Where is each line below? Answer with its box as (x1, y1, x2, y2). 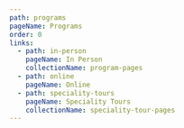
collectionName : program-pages (25, 64, 143, 73)
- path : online (17, 72, 75, 81)
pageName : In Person (25, 55, 103, 64)
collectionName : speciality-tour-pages (25, 105, 176, 114)
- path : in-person (17, 47, 87, 56)
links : (9, 38, 34, 48)
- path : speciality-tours (17, 88, 115, 97)
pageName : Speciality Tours (25, 96, 131, 106)
